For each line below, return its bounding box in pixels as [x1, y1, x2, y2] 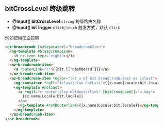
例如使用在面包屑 [5, 34, 39, 40]
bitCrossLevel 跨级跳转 [5, 4, 75, 13]
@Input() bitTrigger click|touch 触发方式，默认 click [12, 24, 120, 30]
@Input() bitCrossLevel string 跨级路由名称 [12, 18, 101, 24]
